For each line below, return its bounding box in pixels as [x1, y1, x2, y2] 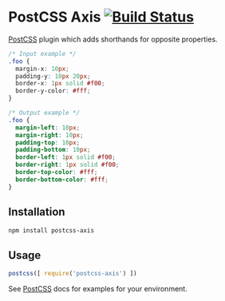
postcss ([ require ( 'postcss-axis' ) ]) [8, 270, 137, 278]
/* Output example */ [8, 109, 81, 117]
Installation [8, 205, 65, 219]
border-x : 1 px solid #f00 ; [15, 80, 105, 88]
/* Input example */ [8, 50, 77, 57]
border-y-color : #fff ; [15, 87, 91, 95]
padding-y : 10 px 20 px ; [15, 72, 91, 80]
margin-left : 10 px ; [15, 124, 81, 132]
